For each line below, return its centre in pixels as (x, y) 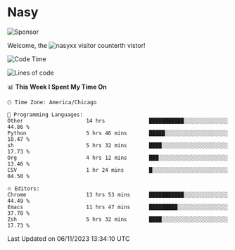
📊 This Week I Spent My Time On (57, 87)
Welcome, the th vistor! (76, 45)
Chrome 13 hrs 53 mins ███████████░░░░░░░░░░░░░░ (118, 194)
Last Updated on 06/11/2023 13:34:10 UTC (69, 238)
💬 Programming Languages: (45, 114)
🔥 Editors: (24, 188)
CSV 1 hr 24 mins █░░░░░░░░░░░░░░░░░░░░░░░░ (118, 170)
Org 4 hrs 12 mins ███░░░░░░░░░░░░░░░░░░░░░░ (118, 158)
